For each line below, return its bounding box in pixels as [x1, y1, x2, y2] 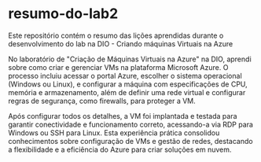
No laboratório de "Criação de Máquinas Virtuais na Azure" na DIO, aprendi [8, 54, 252, 64]
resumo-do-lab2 [8, 5, 119, 23]
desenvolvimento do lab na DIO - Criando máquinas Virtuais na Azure [8, 39, 233, 48]
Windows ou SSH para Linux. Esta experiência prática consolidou [8, 127, 220, 138]
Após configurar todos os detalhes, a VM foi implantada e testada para [8, 111, 237, 120]
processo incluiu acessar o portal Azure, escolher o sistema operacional [8, 71, 242, 80]
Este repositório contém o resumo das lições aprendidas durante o [8, 31, 224, 40]
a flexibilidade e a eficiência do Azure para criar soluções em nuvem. [8, 145, 232, 154]
